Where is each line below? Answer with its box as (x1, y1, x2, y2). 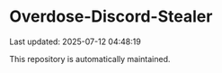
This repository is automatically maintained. (9, 53, 171, 64)
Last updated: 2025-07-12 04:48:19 (9, 36, 141, 47)
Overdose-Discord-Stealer (9, 6, 213, 27)
